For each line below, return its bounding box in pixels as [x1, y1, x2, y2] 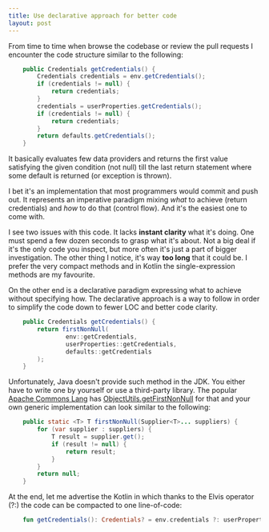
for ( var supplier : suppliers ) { [37, 426, 152, 434]
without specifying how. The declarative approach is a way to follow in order [8, 294, 260, 304]
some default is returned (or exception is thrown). [8, 171, 172, 181]
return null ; [37, 470, 81, 478]
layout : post [8, 19, 52, 27]
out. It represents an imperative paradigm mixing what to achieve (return [8, 195, 248, 205]
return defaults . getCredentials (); [37, 132, 156, 140]
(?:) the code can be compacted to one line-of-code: [8, 501, 183, 510]
